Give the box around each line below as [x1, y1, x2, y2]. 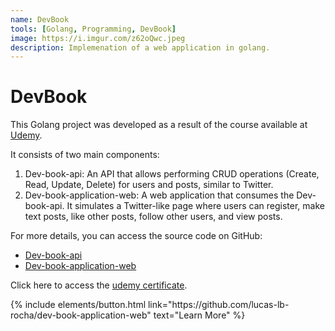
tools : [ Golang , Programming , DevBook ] [10, 24, 177, 34]
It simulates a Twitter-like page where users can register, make [66, 200, 325, 212]
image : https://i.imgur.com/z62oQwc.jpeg [10, 33, 186, 43]
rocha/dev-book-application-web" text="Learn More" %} [10, 309, 246, 321]
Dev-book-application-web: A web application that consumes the [24, 189, 295, 201]
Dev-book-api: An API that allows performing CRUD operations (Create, [24, 168, 320, 180]
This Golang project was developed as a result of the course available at [10, 119, 308, 131]
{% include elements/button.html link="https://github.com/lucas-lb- [10, 299, 290, 311]
